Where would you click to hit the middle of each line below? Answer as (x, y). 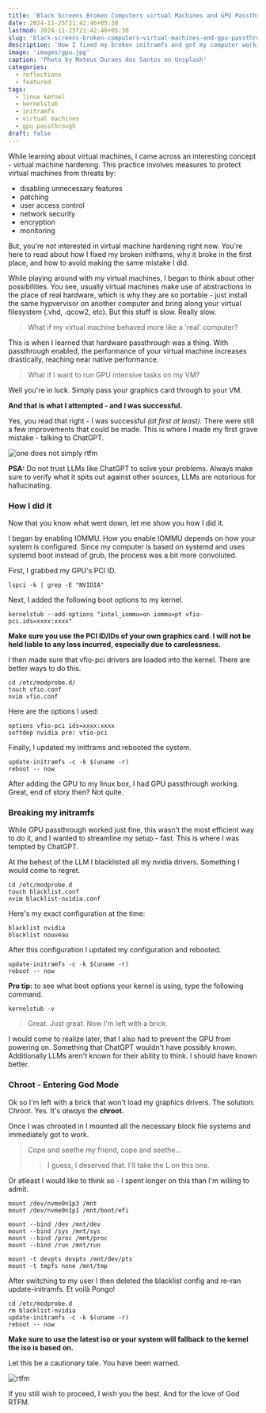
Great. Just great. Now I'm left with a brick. (98, 1024)
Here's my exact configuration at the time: (77, 913)
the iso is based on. (41, 1347)
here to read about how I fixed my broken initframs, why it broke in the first (130, 254)
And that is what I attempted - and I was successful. (95, 405)
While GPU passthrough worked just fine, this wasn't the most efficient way (131, 830)
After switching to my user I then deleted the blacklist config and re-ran (125, 1281)
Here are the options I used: (53, 711)
